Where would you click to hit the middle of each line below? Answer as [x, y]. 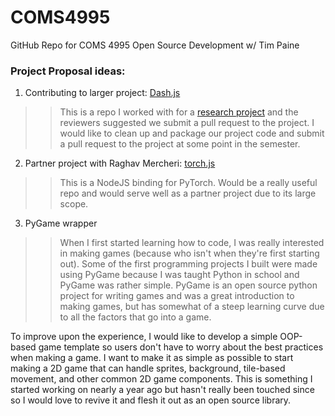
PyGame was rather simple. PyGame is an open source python [188, 285]
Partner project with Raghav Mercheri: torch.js [120, 163]
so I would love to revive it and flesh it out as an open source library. [151, 400]
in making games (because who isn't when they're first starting [189, 253]
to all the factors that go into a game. [135, 317]
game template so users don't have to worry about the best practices [181, 347]
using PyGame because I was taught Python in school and [179, 275]
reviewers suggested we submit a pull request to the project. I [187, 123]
